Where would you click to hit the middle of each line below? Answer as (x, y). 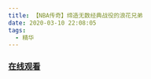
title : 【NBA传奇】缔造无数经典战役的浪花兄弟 (75, 15)
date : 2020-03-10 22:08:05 (52, 23)
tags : (17, 30)
